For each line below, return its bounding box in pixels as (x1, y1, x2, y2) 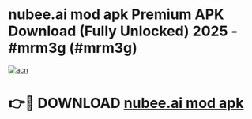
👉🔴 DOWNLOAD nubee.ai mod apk (8, 95, 244, 112)
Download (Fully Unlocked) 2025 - (8, 22, 239, 40)
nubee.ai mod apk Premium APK (8, 6, 224, 24)
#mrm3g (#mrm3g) (8, 39, 138, 57)
